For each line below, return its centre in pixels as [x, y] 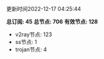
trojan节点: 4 [31, 49]
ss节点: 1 [26, 42]
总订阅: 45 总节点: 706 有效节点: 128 [52, 22]
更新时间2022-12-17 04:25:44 [43, 9]
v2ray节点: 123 [33, 34]
